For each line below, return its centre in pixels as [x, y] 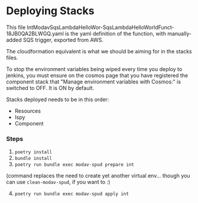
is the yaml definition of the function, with [116, 33]
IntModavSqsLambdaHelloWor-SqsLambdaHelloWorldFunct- [100, 27]
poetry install [33, 152]
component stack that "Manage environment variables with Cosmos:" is [94, 82]
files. [12, 57]
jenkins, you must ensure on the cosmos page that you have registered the [97, 75]
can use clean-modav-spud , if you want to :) [58, 182]
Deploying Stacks [50, 11]
